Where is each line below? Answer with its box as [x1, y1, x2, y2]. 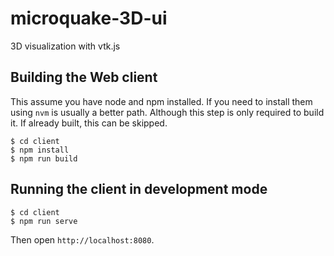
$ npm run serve [10, 216, 78, 226]
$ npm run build [10, 153, 78, 164]
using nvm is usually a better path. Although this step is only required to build [10, 106, 325, 118]
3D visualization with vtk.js [10, 40, 121, 52]
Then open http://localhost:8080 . [10, 233, 155, 246]
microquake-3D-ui [10, 7, 168, 30]
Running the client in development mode [10, 181, 268, 198]
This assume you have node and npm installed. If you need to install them [10, 95, 313, 107]
